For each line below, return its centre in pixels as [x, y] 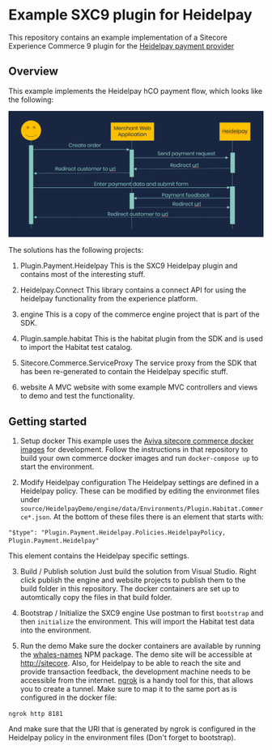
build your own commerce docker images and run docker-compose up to [139, 458]
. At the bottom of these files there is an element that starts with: [157, 517]
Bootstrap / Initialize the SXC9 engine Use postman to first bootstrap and [142, 613]
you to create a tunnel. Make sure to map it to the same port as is [128, 689]
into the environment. [55, 630]
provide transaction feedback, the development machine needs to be [135, 672]
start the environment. [57, 467]
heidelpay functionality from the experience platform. [109, 299]
